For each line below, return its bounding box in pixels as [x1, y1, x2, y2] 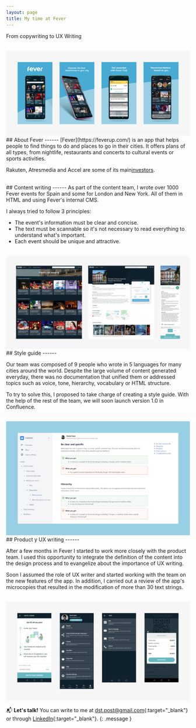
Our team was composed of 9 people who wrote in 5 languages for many [6, 361, 182, 368]
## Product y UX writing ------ [6, 536, 80, 543]
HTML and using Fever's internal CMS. [6, 196, 99, 203]
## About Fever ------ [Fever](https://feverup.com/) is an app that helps [6, 137, 179, 144]
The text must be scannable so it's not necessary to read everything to [14, 226, 185, 233]
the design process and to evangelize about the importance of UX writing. [6, 560, 184, 567]
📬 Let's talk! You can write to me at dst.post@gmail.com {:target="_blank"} [6, 706, 188, 713]
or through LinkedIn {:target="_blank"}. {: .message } [6, 715, 132, 722]
